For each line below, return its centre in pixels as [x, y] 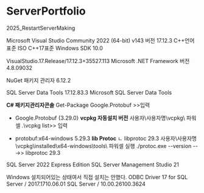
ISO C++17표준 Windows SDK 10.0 [60, 48]
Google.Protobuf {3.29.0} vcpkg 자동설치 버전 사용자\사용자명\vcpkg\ [100, 118]
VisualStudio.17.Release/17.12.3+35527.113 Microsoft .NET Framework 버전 [98, 61]
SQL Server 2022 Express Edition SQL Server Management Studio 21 [93, 164]
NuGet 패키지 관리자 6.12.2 [39, 80]
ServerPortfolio [46, 11]
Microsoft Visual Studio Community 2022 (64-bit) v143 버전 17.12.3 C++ [96, 40]
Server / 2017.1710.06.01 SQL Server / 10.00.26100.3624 [76, 184]
